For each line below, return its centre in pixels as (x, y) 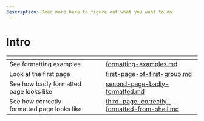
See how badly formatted (46, 84)
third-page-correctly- (138, 101)
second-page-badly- (137, 84)
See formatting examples (45, 64)
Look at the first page (40, 74)
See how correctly (36, 101)
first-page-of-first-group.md (149, 74)
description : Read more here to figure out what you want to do (89, 12)
